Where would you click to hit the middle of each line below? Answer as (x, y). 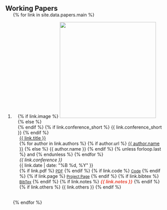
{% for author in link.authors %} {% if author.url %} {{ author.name (89, 143)
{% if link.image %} (38, 116)
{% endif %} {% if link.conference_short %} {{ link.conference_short (90, 127)
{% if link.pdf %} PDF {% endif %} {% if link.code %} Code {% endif (90, 171)
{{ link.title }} (33, 138)
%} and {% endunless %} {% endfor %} (61, 154)
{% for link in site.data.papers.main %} (54, 15)
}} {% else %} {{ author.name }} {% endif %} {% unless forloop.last (90, 149)
